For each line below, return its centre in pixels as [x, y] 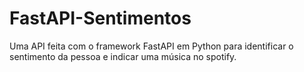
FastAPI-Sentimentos [100, 18]
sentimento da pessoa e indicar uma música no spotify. [123, 56]
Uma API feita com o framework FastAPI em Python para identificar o [151, 46]
